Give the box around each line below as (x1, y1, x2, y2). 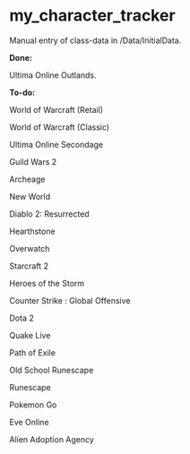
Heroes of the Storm (9, 278, 85, 288)
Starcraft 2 (9, 261, 49, 271)
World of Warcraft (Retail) (9, 104, 104, 115)
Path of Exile (9, 347, 56, 358)
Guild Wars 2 (9, 156, 57, 167)
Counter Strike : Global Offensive (9, 295, 131, 305)
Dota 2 (9, 313, 34, 323)
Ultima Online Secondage (9, 139, 104, 150)
